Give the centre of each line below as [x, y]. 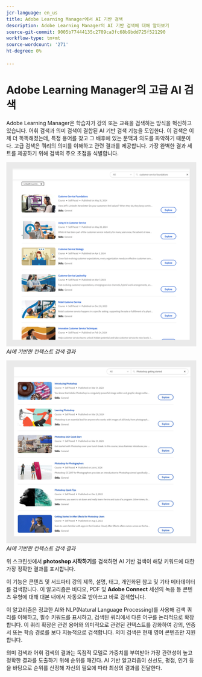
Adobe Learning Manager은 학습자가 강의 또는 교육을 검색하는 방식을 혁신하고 [99, 123]
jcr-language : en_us [32, 13]
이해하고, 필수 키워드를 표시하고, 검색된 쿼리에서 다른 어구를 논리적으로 [100, 617]
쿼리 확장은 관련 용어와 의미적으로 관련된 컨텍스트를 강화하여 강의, [107, 624]
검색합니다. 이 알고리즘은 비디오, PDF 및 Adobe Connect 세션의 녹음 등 [97, 589]
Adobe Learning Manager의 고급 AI [94, 90]
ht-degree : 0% [24, 51]
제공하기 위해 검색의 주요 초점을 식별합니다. [68, 153]
